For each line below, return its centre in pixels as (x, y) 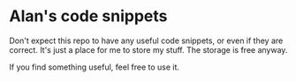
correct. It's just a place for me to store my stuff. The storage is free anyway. (148, 49)
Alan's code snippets (88, 16)
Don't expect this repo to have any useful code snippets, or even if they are (146, 40)
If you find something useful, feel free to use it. (94, 67)
